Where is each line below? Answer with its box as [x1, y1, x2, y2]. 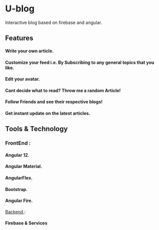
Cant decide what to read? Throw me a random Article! [5, 87, 121, 93]
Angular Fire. [5, 198, 33, 204]
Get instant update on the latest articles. [5, 110, 91, 116]
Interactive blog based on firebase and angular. [5, 19, 102, 25]
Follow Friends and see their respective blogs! [5, 99, 103, 105]
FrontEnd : [5, 140, 31, 147]
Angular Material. [5, 163, 42, 170]
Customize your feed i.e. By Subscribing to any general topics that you [5, 59, 155, 65]
